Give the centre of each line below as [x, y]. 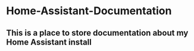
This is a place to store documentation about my [97, 33]
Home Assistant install [49, 42]
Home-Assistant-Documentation [89, 11]
